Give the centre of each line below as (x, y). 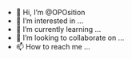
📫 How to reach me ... (53, 47)
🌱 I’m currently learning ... (58, 29)
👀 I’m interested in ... (50, 21)
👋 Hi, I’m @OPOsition (50, 12)
